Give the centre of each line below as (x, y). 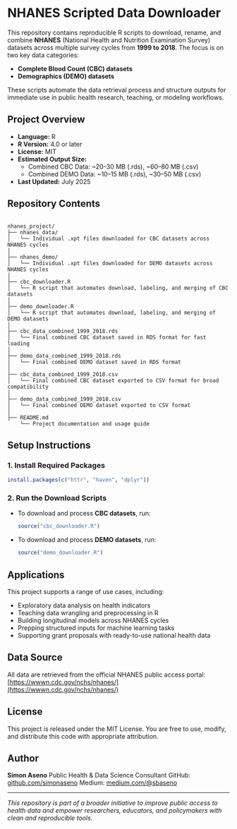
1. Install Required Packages (56, 465)
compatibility (28, 387)
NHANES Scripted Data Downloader (114, 13)
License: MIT (37, 151)
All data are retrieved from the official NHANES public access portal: (107, 674)
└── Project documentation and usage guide (85, 424)
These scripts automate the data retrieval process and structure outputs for (117, 90)
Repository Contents (54, 204)
